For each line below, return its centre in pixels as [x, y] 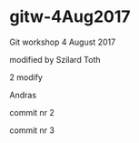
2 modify [26, 77]
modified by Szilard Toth [55, 59]
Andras [23, 95]
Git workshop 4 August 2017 [63, 42]
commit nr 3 [32, 130]
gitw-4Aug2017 [70, 17]
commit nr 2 [32, 112]
